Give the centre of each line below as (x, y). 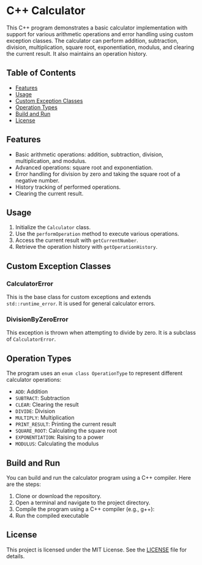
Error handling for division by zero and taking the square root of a (98, 174)
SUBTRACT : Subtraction (43, 398)
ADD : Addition (32, 392)
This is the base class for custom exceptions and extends (79, 297)
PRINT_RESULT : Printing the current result (65, 424)
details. (16, 556)
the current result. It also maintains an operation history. (77, 53)
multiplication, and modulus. (51, 161)
